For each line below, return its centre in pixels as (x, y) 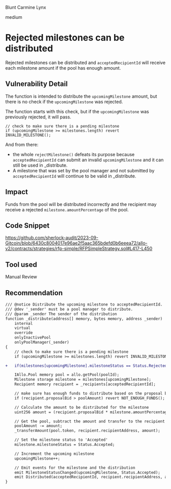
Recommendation (34, 293)
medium (14, 17)
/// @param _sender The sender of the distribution (61, 314)
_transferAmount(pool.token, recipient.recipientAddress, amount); (87, 431)
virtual (22, 328)
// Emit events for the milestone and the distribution (75, 468)
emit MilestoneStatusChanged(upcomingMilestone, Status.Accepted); (87, 472)
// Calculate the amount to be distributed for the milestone (82, 407)
